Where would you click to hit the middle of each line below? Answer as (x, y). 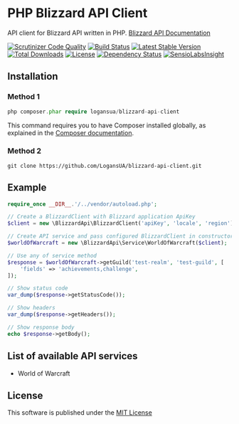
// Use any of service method (52, 255)
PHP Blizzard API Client (78, 13)
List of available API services (73, 356)
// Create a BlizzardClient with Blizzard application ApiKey (101, 217)
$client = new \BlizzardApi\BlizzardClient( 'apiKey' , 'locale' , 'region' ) (121, 223)
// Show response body (41, 327)
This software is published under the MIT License (80, 413)
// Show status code (38, 288)
